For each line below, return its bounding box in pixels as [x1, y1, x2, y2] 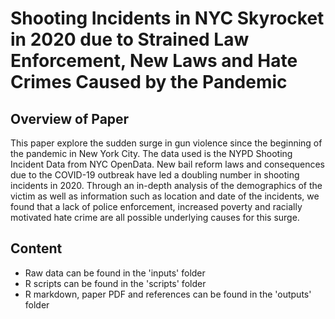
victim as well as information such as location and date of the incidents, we [10, 190, 320, 202]
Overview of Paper [10, 110, 130, 127]
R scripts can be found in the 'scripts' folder [24, 277, 207, 289]
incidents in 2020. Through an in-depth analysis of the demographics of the [10, 180, 323, 191]
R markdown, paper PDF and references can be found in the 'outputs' [24, 288, 312, 300]
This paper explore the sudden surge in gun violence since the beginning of [10, 137, 323, 149]
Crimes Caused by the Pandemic [10, 71, 288, 94]
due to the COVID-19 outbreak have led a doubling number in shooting [10, 169, 300, 181]
